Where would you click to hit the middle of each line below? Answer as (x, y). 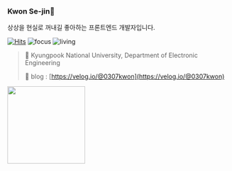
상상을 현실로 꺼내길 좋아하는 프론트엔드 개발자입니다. (81, 28)
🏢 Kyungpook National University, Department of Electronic (111, 55)
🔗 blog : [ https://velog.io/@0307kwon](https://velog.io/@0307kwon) (125, 76)
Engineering (42, 63)
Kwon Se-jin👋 (31, 11)
